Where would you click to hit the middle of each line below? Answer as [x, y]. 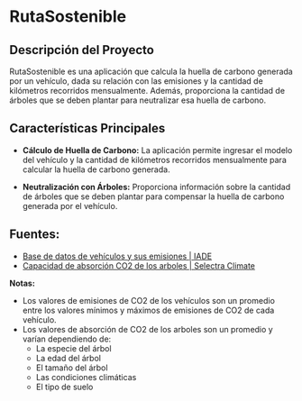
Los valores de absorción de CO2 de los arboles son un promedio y [147, 329]
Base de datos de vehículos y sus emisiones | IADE [117, 256]
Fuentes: [35, 235]
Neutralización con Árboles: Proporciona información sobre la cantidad [156, 187]
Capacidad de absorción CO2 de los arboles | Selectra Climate [138, 265]
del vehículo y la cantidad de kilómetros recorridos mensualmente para [154, 159]
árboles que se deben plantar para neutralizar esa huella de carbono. [138, 100]
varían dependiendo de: [67, 339]
